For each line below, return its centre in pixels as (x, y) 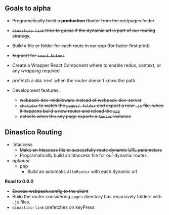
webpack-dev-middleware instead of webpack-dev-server (81, 100)
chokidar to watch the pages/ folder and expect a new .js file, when (92, 105)
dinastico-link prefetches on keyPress (53, 207)
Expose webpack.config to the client (50, 191)
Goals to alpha (28, 8)
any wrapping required (36, 70)
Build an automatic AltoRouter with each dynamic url (82, 171)
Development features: (36, 90)
